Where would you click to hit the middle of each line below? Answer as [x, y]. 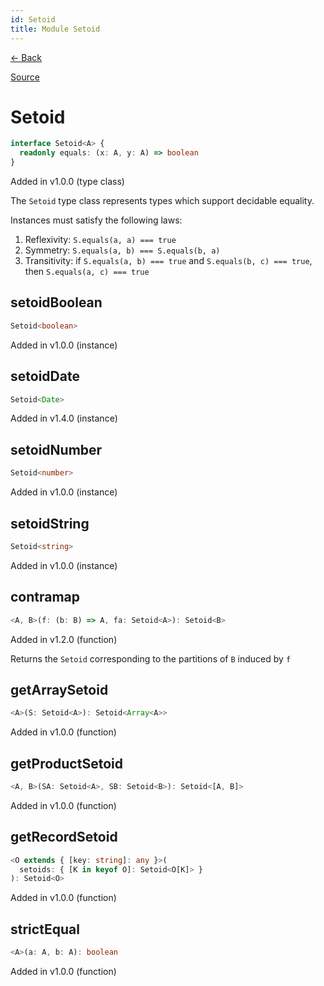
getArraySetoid [59, 689]
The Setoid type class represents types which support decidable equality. [162, 201]
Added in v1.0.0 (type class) [67, 182]
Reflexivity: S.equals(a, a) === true [100, 240]
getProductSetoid [66, 763]
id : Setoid [33, 19]
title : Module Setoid [55, 29]
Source [25, 77]
